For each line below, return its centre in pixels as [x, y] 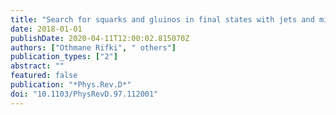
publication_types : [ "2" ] [64, 57]
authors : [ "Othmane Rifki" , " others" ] [93, 47]
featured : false [44, 76]
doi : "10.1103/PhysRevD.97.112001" [84, 94]
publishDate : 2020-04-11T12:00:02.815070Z [100, 38]
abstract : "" [37, 66]
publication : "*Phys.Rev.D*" [71, 85]
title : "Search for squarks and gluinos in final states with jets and [162, 19]
